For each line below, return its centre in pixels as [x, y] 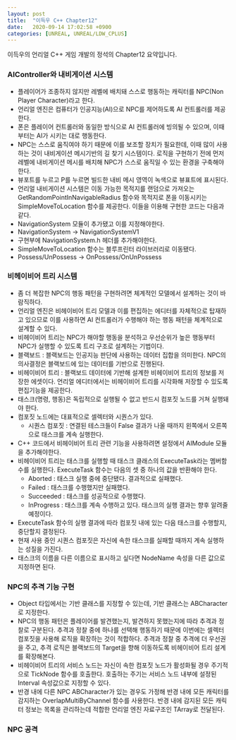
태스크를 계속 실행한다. [72, 434]
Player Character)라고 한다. [56, 100]
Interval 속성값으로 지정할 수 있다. [64, 683]
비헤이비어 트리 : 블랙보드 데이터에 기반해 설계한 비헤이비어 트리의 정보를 [117, 372]
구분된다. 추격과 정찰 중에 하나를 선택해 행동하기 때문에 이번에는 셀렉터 [128, 630]
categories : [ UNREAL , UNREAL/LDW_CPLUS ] [68, 34]
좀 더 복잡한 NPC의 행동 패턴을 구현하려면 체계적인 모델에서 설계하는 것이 [118, 293]
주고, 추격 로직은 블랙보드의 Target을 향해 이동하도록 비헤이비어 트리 [119, 647]
